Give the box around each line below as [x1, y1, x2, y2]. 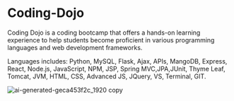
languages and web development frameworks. [7, 43, 143, 52]
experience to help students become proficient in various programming [7, 35, 215, 44]
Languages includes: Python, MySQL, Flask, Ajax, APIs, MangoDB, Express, [7, 57, 228, 65]
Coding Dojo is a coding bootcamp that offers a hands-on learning [7, 28, 201, 37]
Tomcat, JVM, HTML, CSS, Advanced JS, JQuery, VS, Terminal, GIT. [7, 72, 206, 81]
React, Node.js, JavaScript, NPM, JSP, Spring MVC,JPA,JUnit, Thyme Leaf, [7, 64, 226, 73]
